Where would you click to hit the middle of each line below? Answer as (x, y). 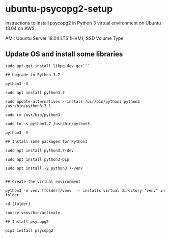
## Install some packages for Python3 (46, 141)
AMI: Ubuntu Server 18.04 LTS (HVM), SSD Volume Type (64, 38)
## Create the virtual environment (43, 182)
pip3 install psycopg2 (29, 230)
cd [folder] (18, 204)
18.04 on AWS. (21, 28)
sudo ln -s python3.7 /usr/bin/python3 (48, 124)
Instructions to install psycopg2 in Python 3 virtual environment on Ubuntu (83, 23)
